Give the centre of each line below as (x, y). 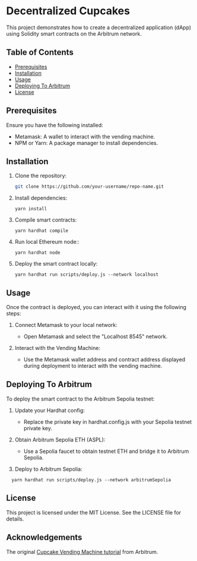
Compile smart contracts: (46, 220)
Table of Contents (40, 53)
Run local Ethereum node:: (47, 242)
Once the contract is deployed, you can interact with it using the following (96, 307)
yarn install (31, 209)
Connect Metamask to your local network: (66, 325)
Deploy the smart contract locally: (56, 264)
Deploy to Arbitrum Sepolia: (48, 469)
